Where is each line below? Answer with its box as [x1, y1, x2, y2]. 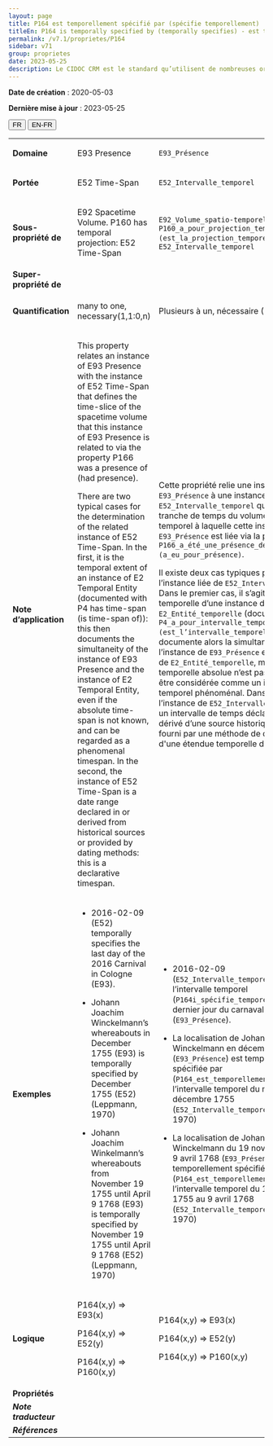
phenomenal [76, 745, 125, 756]
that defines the [76, 390, 138, 402]
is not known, [97, 714, 149, 726]
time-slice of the [76, 401, 142, 412]
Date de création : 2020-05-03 [8, 87, 114, 97]
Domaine [12, 147, 49, 159]
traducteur [12, 1411, 55, 1422]
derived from [76, 816, 128, 828]
